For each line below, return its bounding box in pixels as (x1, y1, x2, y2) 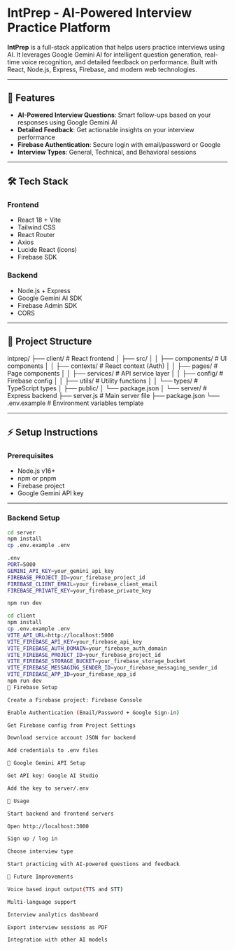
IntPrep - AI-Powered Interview (7, 5, 192, 21)
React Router (17, 231, 55, 239)
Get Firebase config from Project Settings (7, 722, 136, 729)
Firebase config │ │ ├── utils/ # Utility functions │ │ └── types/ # (7, 376, 198, 385)
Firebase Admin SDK (17, 301, 78, 309)
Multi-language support (7, 898, 77, 905)
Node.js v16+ (17, 467, 56, 475)
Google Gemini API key (17, 489, 84, 497)
